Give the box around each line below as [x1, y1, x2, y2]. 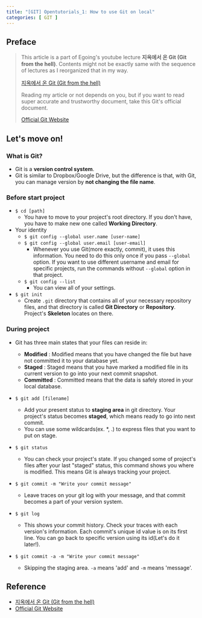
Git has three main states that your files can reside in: [14, 339, 148, 346]
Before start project [6, 193, 65, 201]
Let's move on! [6, 134, 63, 144]
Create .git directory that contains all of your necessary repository [24, 297, 192, 304]
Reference [6, 581, 46, 591]
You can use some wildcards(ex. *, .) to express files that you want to [24, 425, 196, 432]
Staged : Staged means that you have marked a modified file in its [24, 363, 189, 371]
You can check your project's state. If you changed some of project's [24, 455, 196, 463]
